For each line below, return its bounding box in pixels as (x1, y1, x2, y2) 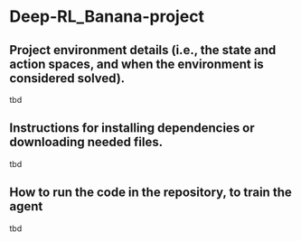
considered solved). (9, 70, 126, 86)
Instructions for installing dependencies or (9, 120, 255, 136)
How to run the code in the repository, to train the (9, 185, 292, 200)
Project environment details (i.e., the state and (9, 42, 277, 58)
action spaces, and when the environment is (9, 56, 264, 71)
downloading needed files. (9, 134, 164, 150)
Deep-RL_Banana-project (9, 6, 205, 27)
